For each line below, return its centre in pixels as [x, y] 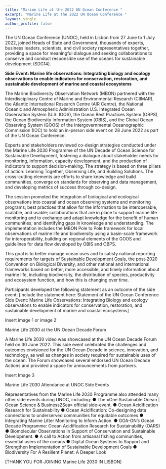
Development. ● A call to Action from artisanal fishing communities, [74, 436]
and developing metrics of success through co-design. [61, 187]
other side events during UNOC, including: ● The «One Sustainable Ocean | [83, 400]
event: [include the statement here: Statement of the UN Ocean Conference [82, 295]
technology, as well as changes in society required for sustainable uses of [81, 355]
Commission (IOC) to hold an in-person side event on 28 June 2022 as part [82, 130]
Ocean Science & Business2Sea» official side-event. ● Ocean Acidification [82, 405]
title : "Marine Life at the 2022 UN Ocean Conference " [64, 10]
